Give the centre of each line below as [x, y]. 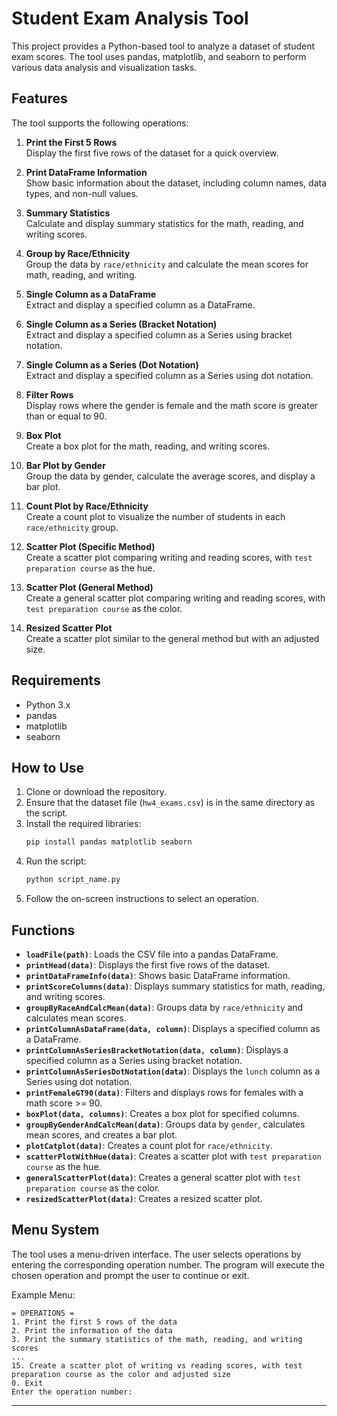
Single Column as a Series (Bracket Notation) [121, 324]
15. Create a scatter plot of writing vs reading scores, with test [157, 1365]
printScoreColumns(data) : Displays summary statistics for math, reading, [175, 986]
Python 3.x [48, 704]
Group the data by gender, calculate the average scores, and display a [170, 476]
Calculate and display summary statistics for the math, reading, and [164, 223]
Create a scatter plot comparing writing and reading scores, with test [169, 557]
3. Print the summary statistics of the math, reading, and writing [157, 1339]
